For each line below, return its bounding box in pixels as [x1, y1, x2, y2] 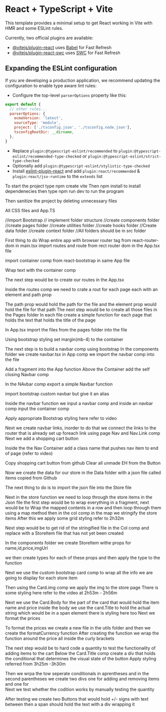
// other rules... [9, 106, 48, 111]
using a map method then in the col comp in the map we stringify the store [5, 510, 158, 516]
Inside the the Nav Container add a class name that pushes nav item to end [5, 445, 159, 451]
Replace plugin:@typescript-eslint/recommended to [12, 148, 118, 154]
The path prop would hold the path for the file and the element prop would [5, 301, 157, 307]
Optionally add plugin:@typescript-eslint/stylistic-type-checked [12, 162, 150, 168]
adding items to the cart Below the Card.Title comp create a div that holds [5, 650, 156, 656]
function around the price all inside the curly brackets [5, 635, 114, 641]
